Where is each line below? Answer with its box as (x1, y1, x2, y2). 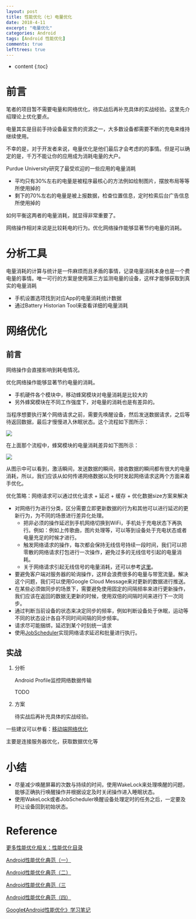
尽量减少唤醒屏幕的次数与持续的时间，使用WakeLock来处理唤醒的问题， (14, 781, 188, 788)
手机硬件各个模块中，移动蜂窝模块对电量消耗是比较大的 (14, 391, 148, 398)
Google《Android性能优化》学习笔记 (6, 906, 91, 914)
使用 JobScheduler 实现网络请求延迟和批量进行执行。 (14, 629, 141, 636)
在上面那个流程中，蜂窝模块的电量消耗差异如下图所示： (6, 442, 139, 449)
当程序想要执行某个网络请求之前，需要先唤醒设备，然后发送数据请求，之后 (6, 411, 185, 418)
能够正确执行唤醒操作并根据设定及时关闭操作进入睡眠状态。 (14, 788, 158, 795)
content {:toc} (14, 63, 48, 70)
